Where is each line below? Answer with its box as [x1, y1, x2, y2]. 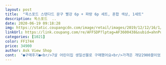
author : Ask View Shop [5, 48, 52, 53]
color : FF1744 [5, 39, 35, 44]
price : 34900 [5, 43, 32, 48]
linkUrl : [5, 30, 23, 35]
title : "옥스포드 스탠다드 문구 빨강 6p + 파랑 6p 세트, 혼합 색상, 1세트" [5, 12, 144, 17]
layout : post [5, 7, 32, 12]
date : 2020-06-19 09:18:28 [5, 21, 61, 26]
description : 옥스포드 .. [5, 16, 57, 21]
